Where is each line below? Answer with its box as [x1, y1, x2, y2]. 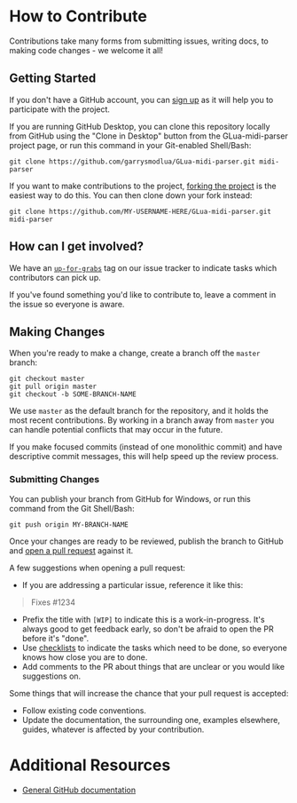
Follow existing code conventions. [21, 704, 146, 716]
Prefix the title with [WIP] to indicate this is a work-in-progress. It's [21, 614, 265, 624]
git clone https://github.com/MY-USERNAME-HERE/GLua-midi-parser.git [9, 207, 272, 216]
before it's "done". [21, 632, 90, 643]
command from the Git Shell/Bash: [9, 503, 135, 513]
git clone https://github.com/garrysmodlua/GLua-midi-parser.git [9, 157, 255, 166]
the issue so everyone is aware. [9, 298, 125, 309]
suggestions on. [21, 671, 82, 681]
